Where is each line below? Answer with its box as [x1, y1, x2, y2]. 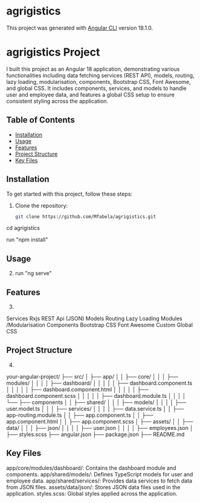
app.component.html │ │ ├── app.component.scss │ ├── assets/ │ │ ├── [6, 418, 193, 425]
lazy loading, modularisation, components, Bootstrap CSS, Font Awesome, [6, 78, 192, 85]
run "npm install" [6, 236, 48, 243]
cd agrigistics [6, 225, 40, 232]
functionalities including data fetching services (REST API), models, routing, [6, 71, 195, 79]
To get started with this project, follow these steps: [6, 190, 133, 197]
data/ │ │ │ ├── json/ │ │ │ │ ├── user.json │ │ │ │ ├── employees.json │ [6, 424, 193, 431]
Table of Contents [6, 115, 76, 125]
